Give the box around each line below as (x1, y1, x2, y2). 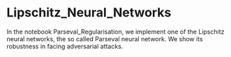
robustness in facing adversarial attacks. (6, 42, 124, 50)
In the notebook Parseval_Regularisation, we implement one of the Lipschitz (6, 27, 225, 36)
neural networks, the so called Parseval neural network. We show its (6, 34, 203, 43)
